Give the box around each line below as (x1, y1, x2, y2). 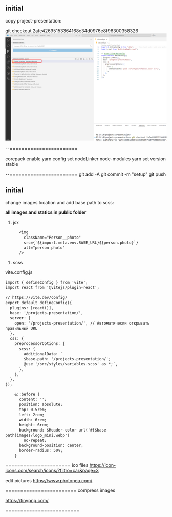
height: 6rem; (18, 422, 50, 428)
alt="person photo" (24, 245, 66, 250)
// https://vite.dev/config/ (5, 295, 68, 300)
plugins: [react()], (10, 306, 54, 311)
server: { (10, 316, 31, 321)
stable (5, 161, 19, 167)
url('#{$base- (78, 427, 109, 433)
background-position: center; (18, 443, 83, 448)
